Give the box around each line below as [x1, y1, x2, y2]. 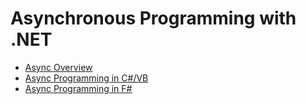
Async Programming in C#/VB [24, 72, 149, 84]
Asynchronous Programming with [10, 7, 297, 30]
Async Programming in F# [24, 82, 133, 94]
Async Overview [24, 61, 93, 73]
